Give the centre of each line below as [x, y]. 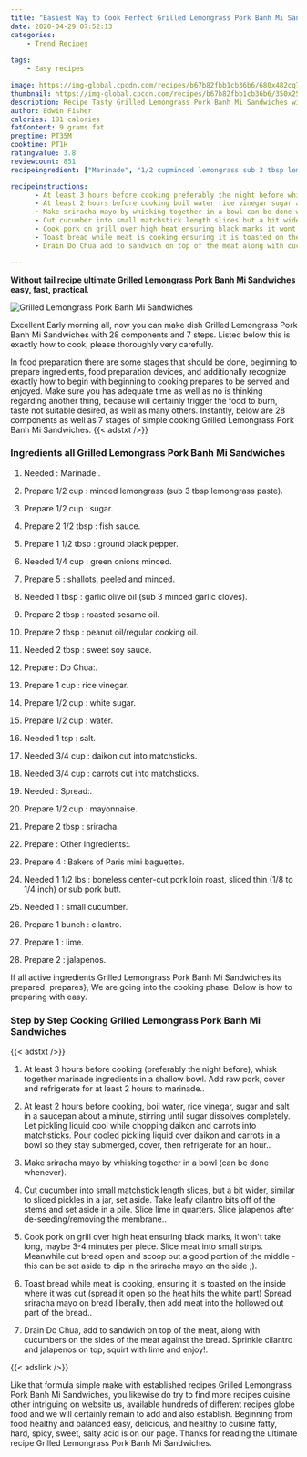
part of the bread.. [58, 1313]
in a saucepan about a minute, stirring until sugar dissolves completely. [157, 1116]
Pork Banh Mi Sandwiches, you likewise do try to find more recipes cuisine [150, 1395]
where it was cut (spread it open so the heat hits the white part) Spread [157, 1293]
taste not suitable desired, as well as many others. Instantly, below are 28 [148, 410]
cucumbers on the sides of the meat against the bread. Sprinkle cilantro [158, 1340]
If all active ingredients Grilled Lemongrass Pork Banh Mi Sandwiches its [146, 977]
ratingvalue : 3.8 [43, 153]
